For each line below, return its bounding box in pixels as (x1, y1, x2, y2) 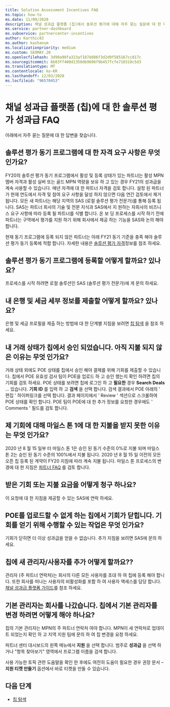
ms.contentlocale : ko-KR (5, 69, 58, 74)
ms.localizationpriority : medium (5, 45, 76, 50)
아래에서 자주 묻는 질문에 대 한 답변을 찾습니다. (5, 132, 97, 138)
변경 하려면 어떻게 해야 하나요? (5, 611, 95, 619)
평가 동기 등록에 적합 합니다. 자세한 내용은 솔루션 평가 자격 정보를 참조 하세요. (10, 240, 162, 246)
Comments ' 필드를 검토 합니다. (5, 405, 68, 411)
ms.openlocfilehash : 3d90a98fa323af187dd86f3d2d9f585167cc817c (5, 54, 142, 60)
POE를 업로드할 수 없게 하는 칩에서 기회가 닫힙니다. (5, 511, 154, 520)
